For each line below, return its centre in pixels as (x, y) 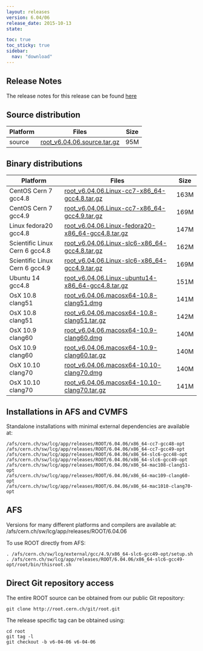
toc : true (19, 40)
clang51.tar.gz (85, 321)
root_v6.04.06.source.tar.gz (80, 142)
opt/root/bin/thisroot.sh (39, 564)
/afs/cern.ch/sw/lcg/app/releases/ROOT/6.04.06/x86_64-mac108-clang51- (98, 465)
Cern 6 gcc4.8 (30, 251)
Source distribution (43, 115)
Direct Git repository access (60, 583)
